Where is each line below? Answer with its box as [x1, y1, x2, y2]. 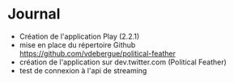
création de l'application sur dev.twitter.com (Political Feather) [19, 57, 228, 67]
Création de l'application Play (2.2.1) [19, 31, 140, 41]
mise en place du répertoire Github [19, 39, 136, 49]
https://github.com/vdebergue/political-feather [19, 48, 176, 58]
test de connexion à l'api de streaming [19, 65, 147, 75]
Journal [7, 5, 61, 23]
